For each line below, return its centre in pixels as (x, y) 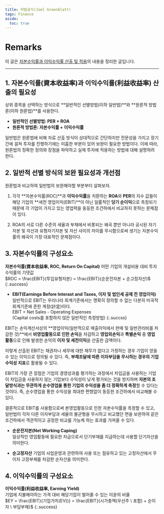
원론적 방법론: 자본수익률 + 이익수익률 (48, 127)
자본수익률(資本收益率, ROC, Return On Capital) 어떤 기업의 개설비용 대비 (76, 266)
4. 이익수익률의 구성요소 (39, 476)
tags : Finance (20, 14)
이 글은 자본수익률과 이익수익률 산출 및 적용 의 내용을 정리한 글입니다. (70, 62)
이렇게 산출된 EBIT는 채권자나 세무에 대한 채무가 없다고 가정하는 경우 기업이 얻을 (81, 350)
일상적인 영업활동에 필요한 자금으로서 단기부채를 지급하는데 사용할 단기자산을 (85, 436)
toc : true (19, 23)
